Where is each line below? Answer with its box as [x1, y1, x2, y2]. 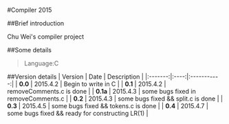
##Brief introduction [7, 19, 65, 27]
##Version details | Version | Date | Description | [7, 72, 144, 81]
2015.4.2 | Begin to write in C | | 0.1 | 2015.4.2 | [34, 80, 166, 88]
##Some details [7, 46, 52, 54]
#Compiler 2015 [7, 6, 52, 14]
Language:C [23, 59, 59, 68]
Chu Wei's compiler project [7, 32, 85, 41]
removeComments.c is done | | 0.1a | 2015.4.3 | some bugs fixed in [7, 87, 196, 95]
